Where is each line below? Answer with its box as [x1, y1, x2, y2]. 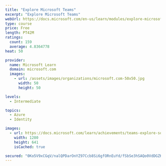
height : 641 [14, 140, 39, 145]
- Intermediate [9, 99, 41, 104]
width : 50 [18, 81, 39, 86]
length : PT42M [5, 30, 35, 35]
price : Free [5, 26, 30, 31]
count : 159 [9, 40, 32, 45]
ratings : [5, 35, 23, 40]
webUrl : [5, 16, 21, 21]
